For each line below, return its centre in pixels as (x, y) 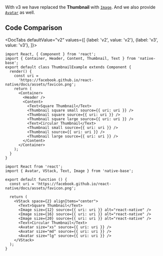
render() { (21, 71)
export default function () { (36, 179)
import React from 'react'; (34, 167)
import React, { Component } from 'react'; (51, 54)
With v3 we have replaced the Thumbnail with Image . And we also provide (80, 7)
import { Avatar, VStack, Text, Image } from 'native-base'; (69, 171)
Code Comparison (34, 28)
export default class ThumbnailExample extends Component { (68, 67)
